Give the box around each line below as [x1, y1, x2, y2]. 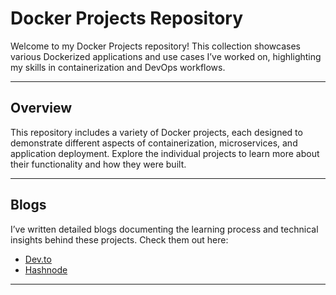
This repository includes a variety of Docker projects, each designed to [10, 126, 303, 138]
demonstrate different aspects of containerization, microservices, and [10, 137, 298, 149]
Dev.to [24, 253, 52, 265]
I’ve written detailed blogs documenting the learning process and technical [10, 223, 319, 235]
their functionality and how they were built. [10, 158, 187, 170]
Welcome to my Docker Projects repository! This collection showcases [10, 40, 301, 52]
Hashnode [24, 263, 68, 276]
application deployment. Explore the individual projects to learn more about [10, 147, 320, 159]
